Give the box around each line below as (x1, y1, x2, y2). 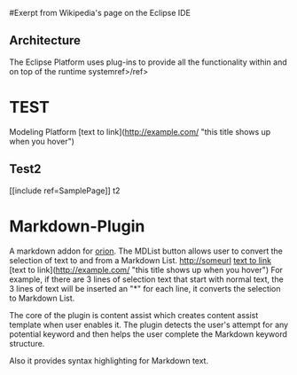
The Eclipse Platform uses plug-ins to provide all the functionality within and (9, 57, 288, 67)
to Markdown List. (9, 293, 75, 303)
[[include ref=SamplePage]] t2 (9, 185, 121, 196)
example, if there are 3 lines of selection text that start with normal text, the (9, 274, 284, 285)
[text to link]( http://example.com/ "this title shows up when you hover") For (9, 264, 284, 275)
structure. (9, 338, 45, 348)
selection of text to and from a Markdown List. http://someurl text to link (9, 254, 272, 265)
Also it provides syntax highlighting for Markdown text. (9, 355, 209, 366)
